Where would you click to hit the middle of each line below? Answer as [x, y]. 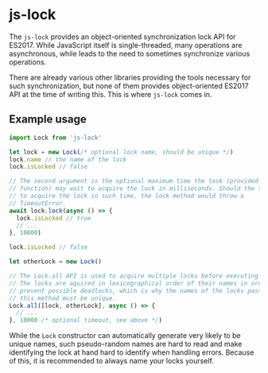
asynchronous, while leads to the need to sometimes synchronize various [130, 53]
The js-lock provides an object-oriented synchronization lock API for [122, 37]
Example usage [48, 120]
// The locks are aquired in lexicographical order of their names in [128, 283]
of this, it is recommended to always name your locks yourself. [111, 361]
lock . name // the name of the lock [68, 159]
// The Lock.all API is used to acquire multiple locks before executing [134, 276]
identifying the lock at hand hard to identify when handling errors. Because [132, 352]
